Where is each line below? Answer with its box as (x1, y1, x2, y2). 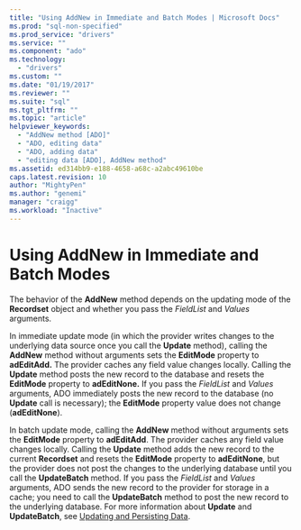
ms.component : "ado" (9, 47, 87, 56)
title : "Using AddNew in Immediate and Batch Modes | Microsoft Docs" (9, 13, 280, 23)
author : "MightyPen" (9, 181, 87, 190)
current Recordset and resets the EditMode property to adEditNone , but (9, 452, 280, 464)
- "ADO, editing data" (17, 139, 103, 148)
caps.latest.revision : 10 (9, 172, 106, 181)
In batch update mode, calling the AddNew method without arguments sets (9, 425, 289, 435)
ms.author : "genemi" (9, 189, 87, 198)
